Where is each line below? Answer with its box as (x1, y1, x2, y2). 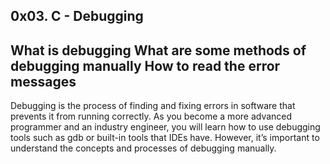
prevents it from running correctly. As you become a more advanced (10, 110, 293, 123)
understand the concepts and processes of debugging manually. (10, 142, 277, 154)
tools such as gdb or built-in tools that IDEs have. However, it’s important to (10, 132, 320, 144)
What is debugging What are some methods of (10, 42, 307, 59)
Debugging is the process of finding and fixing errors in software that (10, 100, 296, 112)
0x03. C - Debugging (10, 8, 144, 25)
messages (10, 73, 77, 90)
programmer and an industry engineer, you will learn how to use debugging (10, 121, 321, 133)
